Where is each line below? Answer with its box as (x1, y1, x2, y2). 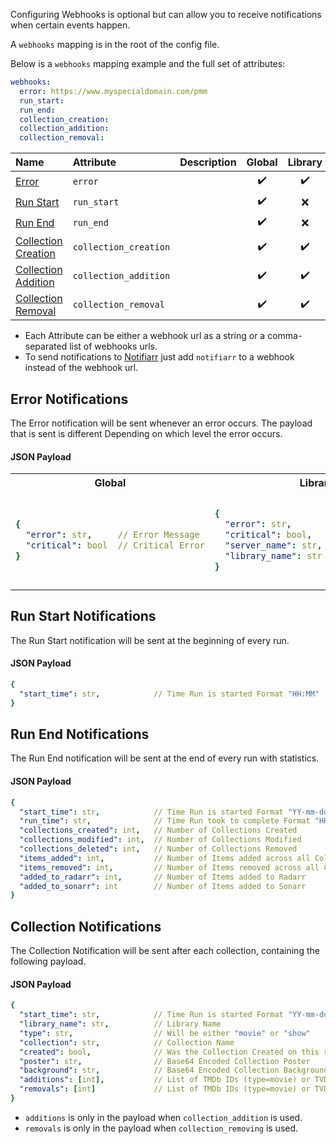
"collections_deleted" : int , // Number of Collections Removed (19, 844, 298, 854)
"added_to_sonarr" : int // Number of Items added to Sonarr (19, 881, 307, 891)
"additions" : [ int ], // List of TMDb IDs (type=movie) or (19, 1075, 311, 1085)
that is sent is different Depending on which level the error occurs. (10, 427, 283, 439)
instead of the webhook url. (24, 362, 139, 374)
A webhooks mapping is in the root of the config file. (10, 39, 220, 50)
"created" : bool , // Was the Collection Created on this (19, 1047, 320, 1057)
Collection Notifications (10, 918, 162, 935)
